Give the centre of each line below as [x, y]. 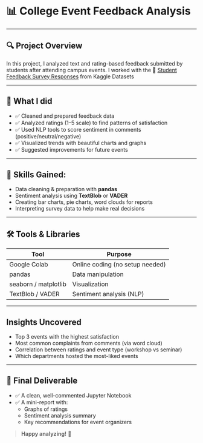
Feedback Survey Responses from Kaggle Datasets [70, 76]
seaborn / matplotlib [38, 284]
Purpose [119, 254]
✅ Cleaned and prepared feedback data [65, 116]
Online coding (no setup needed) [119, 265]
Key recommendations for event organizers [78, 422]
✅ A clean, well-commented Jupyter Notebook [73, 395]
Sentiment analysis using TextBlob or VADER [71, 196]
